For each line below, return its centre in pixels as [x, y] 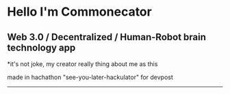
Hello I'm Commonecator [79, 12]
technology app [41, 47]
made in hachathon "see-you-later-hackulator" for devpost [90, 77]
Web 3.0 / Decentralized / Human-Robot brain [107, 37]
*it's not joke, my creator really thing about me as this [82, 64]
